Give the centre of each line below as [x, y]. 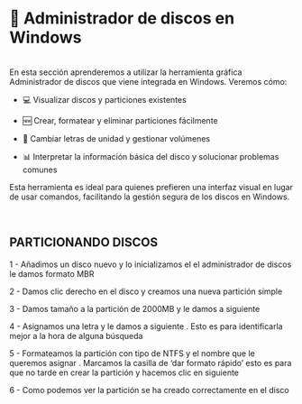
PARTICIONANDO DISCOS [84, 243]
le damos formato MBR [52, 273]
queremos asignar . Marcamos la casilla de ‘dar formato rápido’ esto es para [151, 363]
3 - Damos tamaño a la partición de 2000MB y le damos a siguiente [135, 308]
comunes [40, 170]
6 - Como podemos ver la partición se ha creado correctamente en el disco [150, 390]
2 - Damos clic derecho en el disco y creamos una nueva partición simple [146, 291]
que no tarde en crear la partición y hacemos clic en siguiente [124, 372]
